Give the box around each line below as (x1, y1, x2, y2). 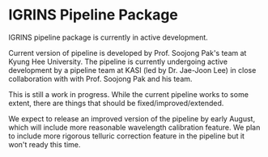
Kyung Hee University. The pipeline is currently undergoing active (8, 57, 228, 66)
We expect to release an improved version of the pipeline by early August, (8, 113, 256, 123)
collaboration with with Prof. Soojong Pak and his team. (8, 74, 193, 83)
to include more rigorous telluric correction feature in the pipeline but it (8, 131, 245, 141)
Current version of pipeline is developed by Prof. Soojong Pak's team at (8, 48, 247, 57)
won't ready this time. (8, 139, 81, 149)
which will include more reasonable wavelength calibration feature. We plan (8, 122, 261, 132)
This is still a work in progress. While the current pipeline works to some (8, 89, 249, 99)
